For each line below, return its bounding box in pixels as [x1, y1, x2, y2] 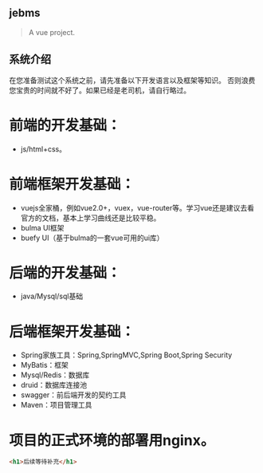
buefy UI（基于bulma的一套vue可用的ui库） [20, 233, 164, 242]
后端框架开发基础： [9, 322, 135, 341]
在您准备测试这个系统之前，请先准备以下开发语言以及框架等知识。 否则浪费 [9, 75, 256, 85]
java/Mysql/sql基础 [20, 291, 83, 302]
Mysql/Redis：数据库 [20, 370, 90, 380]
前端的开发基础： [9, 116, 122, 134]
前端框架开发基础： [9, 175, 135, 193]
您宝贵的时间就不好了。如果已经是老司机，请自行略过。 [9, 85, 190, 95]
